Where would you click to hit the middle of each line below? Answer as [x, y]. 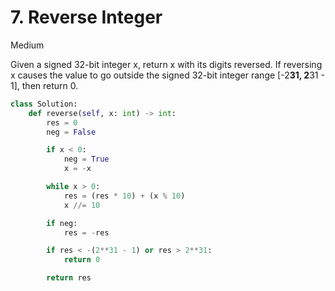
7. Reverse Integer [86, 17]
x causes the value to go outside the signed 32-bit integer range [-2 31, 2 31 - [167, 75]
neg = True [86, 159]
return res [69, 278]
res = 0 [62, 122]
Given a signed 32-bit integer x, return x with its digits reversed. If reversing [166, 64]
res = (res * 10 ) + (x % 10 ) [124, 196]
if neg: [62, 223]
